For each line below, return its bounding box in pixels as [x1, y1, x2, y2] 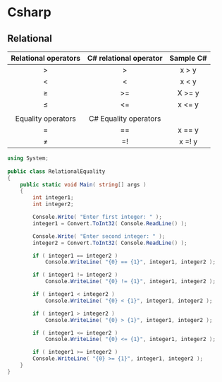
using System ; [7, 155, 49, 162]
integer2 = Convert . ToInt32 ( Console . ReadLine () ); [32, 239, 188, 246]
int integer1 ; [32, 194, 74, 201]
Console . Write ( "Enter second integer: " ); [32, 232, 166, 240]
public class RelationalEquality [7, 167, 106, 175]
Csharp [7, 4, 51, 20]
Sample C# [169, 54, 207, 63]
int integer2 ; [32, 201, 74, 208]
